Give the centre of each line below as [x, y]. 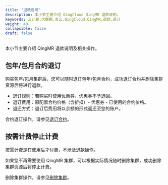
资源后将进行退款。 [25, 85]
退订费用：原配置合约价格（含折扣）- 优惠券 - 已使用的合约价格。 [80, 102]
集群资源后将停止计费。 [30, 166]
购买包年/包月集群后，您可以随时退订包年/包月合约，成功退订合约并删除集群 [84, 79]
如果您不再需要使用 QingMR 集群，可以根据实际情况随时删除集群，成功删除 [83, 160]
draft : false [19, 33]
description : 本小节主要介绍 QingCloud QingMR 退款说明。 [63, 15]
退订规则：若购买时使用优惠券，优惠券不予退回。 [63, 96]
